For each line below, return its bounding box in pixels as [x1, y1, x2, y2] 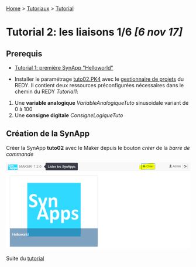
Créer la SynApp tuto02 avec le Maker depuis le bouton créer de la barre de [6, 144, 190, 151]
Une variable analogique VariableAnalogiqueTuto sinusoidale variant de [14, 100, 189, 106]
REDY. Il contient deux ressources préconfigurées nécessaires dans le [14, 82, 184, 88]
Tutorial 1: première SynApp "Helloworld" [14, 64, 114, 71]
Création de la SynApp [6, 129, 90, 139]
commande [6, 150, 34, 158]
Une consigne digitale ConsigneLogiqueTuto [14, 112, 123, 119]
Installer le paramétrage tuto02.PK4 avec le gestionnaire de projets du [14, 76, 184, 83]
